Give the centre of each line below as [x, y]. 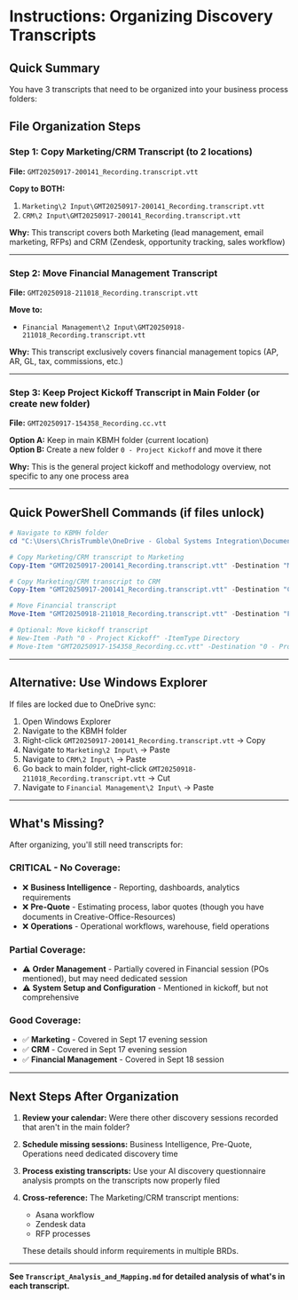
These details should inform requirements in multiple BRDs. [130, 1251]
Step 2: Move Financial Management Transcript [114, 273]
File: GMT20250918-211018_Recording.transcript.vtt [104, 292]
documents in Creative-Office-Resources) [98, 916]
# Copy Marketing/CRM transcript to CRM [85, 582]
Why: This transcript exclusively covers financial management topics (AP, [144, 352]
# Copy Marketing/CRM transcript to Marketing [97, 557]
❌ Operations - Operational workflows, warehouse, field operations [145, 926]
